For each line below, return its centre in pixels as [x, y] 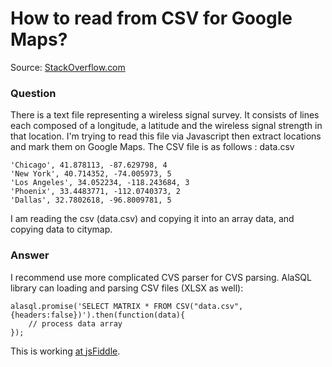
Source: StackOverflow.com [68, 67]
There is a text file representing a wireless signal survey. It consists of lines [165, 115]
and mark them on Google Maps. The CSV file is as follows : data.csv [152, 147]
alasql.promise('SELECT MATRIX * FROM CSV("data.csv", [127, 306]
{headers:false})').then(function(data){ [98, 315]
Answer [30, 255]
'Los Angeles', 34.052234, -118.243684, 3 [100, 183]
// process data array [75, 323]
